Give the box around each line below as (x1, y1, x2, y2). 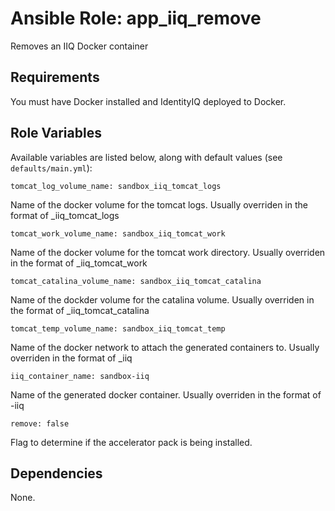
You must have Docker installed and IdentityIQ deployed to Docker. (10, 95, 287, 107)
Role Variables (10, 125, 102, 142)
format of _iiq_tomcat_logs (10, 209, 120, 221)
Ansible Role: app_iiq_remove (10, 7, 262, 30)
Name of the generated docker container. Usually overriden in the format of (10, 388, 322, 401)
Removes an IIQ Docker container (10, 40, 149, 52)
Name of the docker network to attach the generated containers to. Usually (10, 341, 320, 353)
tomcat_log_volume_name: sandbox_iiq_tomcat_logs (10, 181, 222, 191)
